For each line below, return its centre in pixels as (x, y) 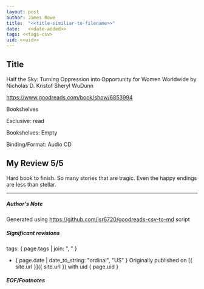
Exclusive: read (25, 121)
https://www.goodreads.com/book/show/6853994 (70, 97)
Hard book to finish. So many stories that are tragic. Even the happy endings (102, 178)
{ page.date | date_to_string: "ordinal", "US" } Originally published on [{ (104, 260)
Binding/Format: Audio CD (39, 144)
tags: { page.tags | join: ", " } (42, 248)
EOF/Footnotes (26, 281)
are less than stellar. (31, 184)
